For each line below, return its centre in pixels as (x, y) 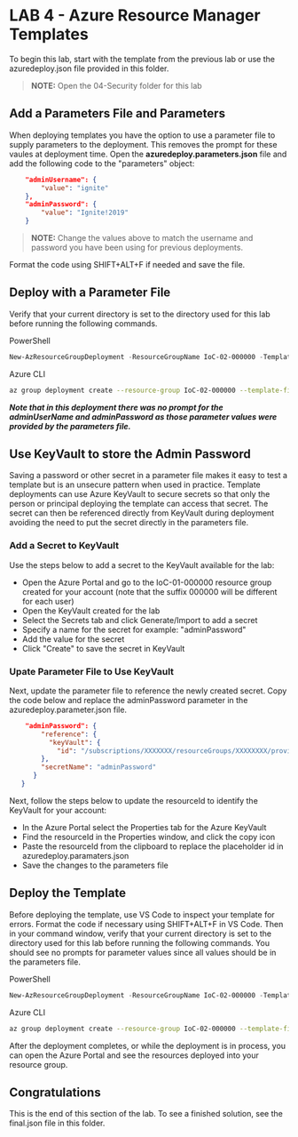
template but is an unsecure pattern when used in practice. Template (135, 484)
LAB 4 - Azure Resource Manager (135, 16)
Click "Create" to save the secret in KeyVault (103, 648)
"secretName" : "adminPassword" (99, 767)
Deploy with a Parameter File (90, 293)
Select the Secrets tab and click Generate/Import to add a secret (140, 620)
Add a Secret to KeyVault (64, 546)
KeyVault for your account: (58, 810)
